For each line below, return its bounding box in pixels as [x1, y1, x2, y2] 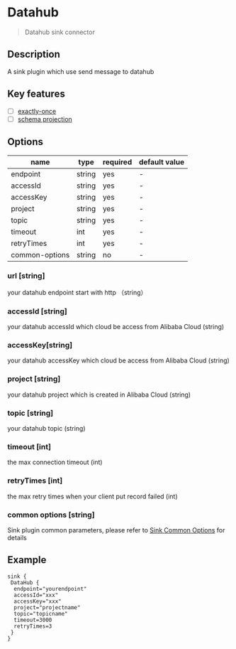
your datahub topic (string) [7, 424, 86, 432]
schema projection [17, 114, 72, 123]
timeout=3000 [13, 616, 52, 623]
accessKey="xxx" [13, 598, 62, 605]
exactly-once [17, 107, 57, 115]
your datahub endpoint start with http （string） [7, 288, 147, 296]
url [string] [7, 271, 45, 281]
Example [7, 554, 47, 566]
